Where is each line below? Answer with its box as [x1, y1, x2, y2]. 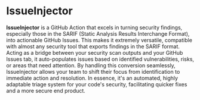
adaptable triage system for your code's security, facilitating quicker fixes [6, 80, 187, 87]
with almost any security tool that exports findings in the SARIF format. [6, 43, 180, 50]
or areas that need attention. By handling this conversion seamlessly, [6, 61, 176, 69]
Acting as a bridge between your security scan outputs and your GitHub [6, 49, 183, 56]
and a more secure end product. [6, 87, 85, 94]
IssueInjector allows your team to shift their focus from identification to [6, 68, 180, 75]
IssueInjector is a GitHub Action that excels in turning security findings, [6, 24, 183, 31]
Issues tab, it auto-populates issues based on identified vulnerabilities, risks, [6, 55, 195, 62]
